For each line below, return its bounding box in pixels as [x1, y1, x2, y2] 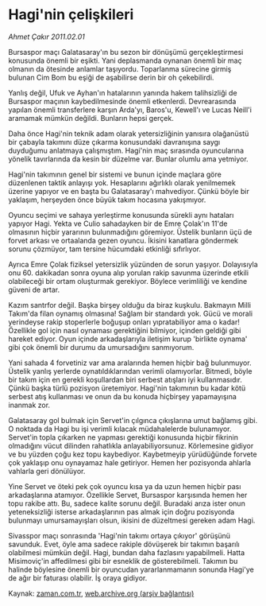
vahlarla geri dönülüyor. [8, 466, 86, 476]
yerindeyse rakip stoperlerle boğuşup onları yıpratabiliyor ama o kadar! [8, 317, 240, 327]
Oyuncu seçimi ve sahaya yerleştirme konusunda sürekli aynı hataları [8, 210, 234, 219]
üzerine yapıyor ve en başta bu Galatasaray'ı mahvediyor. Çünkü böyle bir [8, 186, 250, 196]
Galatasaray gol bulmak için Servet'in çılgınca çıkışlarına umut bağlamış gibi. [8, 415, 258, 425]
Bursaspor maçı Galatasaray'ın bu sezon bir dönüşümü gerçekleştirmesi [8, 47, 244, 56]
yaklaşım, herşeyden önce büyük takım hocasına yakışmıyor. [8, 195, 206, 204]
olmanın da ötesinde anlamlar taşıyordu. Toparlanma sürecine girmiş [8, 64, 232, 73]
